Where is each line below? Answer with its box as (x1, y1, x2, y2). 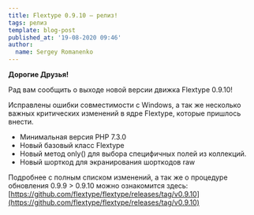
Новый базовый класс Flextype (19, 141, 125, 150)
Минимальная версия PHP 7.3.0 (19, 132, 127, 142)
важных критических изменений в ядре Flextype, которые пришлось (8, 109, 241, 118)
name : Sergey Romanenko (15, 48, 93, 56)
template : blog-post (8, 26, 77, 34)
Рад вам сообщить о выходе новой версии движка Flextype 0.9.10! (8, 85, 233, 95)
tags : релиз (8, 19, 47, 27)
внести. (8, 117, 34, 126)
